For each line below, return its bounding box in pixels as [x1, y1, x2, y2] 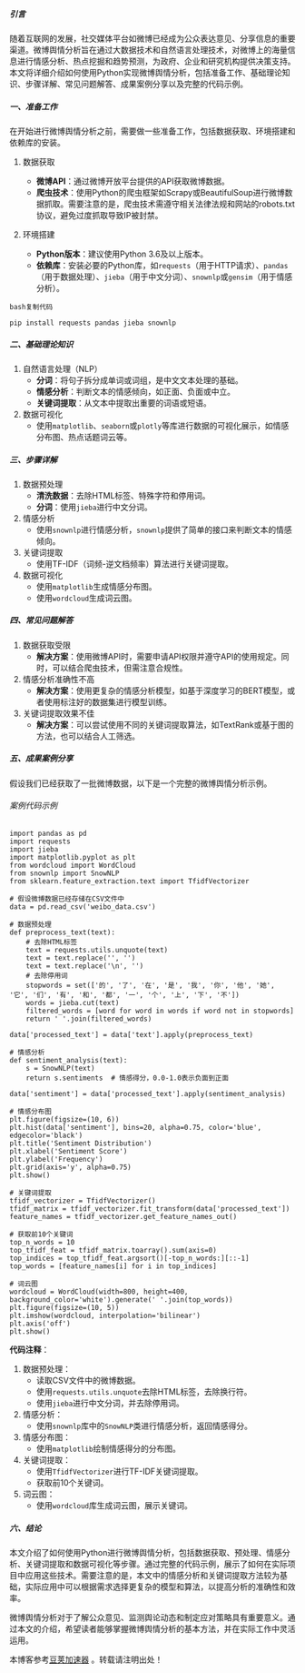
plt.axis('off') [9, 1319, 71, 1328]
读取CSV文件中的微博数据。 [35, 1375, 141, 1386]
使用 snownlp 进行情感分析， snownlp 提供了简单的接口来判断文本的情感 [35, 524, 292, 535]
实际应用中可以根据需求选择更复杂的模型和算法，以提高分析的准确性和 [25, 1581, 288, 1592]
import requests [9, 837, 71, 846]
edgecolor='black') [9, 1131, 84, 1141]
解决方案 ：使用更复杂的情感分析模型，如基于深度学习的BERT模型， [35, 685, 288, 696]
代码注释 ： [9, 1345, 50, 1356]
